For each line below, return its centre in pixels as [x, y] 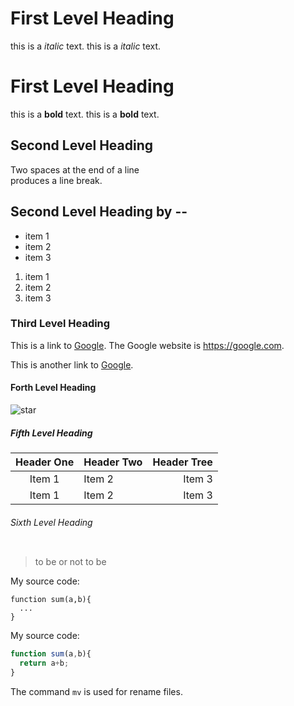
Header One [45, 462]
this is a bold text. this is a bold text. [85, 114]
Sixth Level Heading [51, 522]
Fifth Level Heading [51, 433]
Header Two [113, 462]
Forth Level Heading [53, 388]
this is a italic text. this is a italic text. [86, 46]
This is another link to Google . [72, 364]
